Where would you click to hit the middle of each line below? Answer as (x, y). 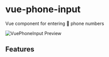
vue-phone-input (43, 9)
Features (20, 49)
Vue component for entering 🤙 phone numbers (55, 23)
